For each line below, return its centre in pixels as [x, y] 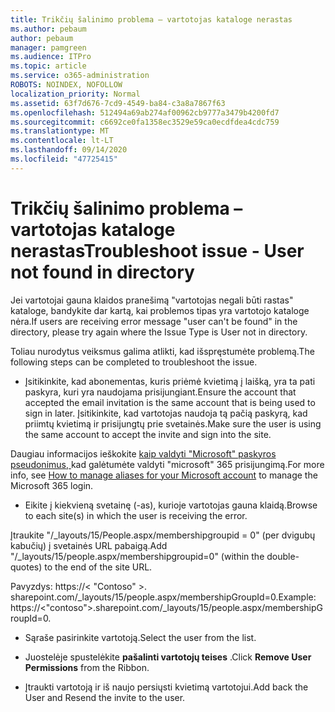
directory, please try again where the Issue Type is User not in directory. [159, 332]
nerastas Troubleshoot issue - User [157, 250]
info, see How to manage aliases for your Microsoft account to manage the [164, 475]
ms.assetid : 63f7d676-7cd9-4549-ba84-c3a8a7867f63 [118, 103]
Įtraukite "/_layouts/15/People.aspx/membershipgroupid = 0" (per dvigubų [163, 535]
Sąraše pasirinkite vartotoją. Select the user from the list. [140, 637]
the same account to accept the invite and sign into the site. [148, 434]
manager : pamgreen [48, 47]
